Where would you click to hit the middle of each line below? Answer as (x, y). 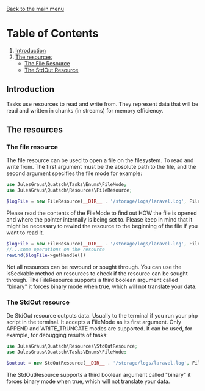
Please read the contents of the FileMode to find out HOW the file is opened (102, 213)
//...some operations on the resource (56, 249)
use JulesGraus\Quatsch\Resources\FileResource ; (69, 190)
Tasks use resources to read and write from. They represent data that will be (103, 104)
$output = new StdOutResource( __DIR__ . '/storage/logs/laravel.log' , (98, 363)
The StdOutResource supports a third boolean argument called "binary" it (99, 374)
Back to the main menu (35, 9)
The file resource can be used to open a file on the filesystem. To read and (100, 160)
